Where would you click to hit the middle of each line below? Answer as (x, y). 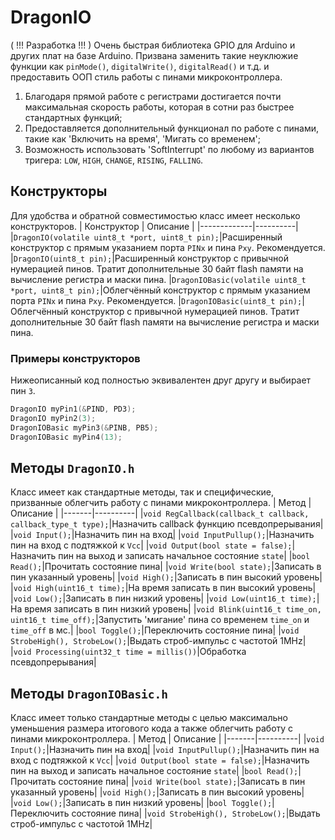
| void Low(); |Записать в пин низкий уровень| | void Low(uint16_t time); (163, 598)
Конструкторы (59, 191)
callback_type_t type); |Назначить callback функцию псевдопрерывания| (167, 524)
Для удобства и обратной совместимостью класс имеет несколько (155, 215)
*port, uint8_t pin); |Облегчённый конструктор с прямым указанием (160, 290)
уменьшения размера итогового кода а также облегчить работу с (152, 728)
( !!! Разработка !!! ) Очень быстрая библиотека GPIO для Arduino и (153, 45)
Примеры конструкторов (75, 358)
